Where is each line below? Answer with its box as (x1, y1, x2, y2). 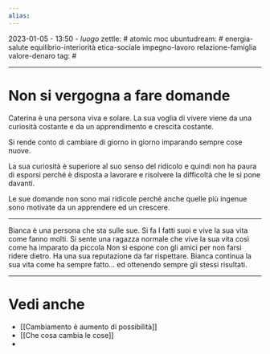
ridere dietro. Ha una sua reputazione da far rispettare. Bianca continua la (8, 250, 252, 261)
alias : (8, 11, 31, 20)
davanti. (8, 178, 35, 188)
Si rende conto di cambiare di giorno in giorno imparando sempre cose (8, 137, 243, 147)
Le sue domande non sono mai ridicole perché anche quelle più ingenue (8, 193, 247, 203)
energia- (224, 34, 254, 43)
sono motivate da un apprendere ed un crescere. (8, 202, 170, 212)
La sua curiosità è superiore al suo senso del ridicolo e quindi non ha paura (8, 161, 257, 171)
